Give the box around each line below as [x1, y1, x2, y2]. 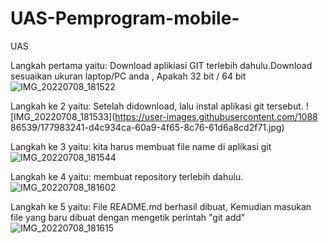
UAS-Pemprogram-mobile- [10, 7, 240, 30]
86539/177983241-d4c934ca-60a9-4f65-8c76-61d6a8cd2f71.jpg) [10, 121, 285, 133]
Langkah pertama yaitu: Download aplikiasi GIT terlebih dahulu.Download [10, 59, 313, 71]
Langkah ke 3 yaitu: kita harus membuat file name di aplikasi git [10, 140, 272, 152]
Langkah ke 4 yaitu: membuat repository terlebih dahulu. [10, 170, 244, 182]
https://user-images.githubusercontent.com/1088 [114, 110, 318, 122]
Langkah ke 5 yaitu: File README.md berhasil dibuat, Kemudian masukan [10, 200, 312, 212]
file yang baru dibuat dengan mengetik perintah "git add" [10, 211, 246, 223]
